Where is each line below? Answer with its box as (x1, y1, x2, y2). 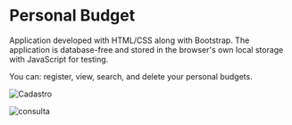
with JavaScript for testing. (9, 54, 109, 64)
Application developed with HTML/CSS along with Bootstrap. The (9, 35, 250, 46)
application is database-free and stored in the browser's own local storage (9, 44, 284, 54)
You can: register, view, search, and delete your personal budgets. (9, 71, 253, 81)
